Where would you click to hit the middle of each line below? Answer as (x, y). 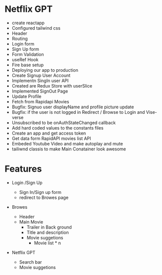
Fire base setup (28, 65)
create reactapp (28, 23)
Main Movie (31, 222)
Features (23, 169)
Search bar (30, 262)
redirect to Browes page (44, 197)
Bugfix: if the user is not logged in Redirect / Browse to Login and (78, 112)
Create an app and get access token (49, 133)
